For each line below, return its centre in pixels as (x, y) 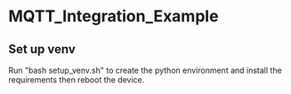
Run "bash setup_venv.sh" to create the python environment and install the (145, 70)
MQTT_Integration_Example (113, 16)
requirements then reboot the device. (77, 80)
